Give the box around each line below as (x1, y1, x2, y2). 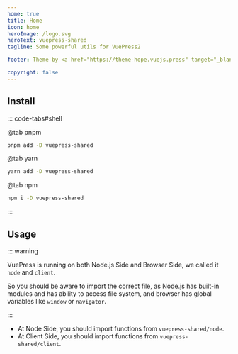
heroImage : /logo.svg (7, 30, 72, 38)
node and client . (7, 268, 56, 277)
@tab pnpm (7, 128, 42, 136)
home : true (7, 10, 40, 18)
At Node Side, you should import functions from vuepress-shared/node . (17, 324, 225, 333)
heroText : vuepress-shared (7, 37, 87, 44)
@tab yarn (7, 154, 38, 163)
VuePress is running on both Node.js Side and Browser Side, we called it (7, 260, 219, 269)
